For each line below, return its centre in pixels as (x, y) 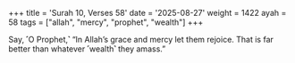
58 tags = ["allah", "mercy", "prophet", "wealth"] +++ (106, 22)
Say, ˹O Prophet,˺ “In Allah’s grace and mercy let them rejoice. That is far (141, 39)
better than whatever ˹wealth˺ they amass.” (87, 49)
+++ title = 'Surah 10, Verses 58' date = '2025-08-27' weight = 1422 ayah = (147, 13)
